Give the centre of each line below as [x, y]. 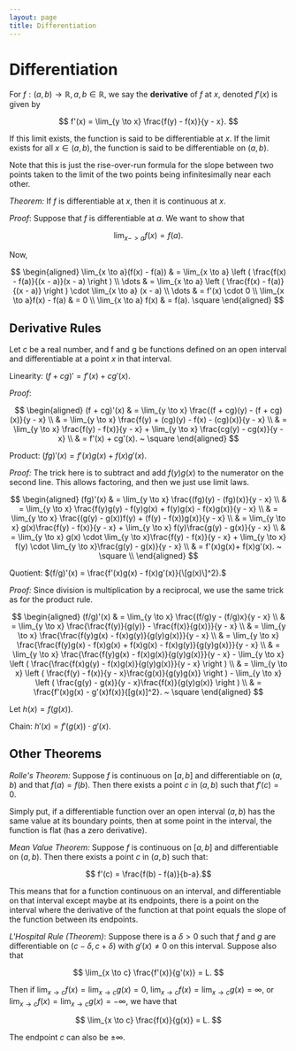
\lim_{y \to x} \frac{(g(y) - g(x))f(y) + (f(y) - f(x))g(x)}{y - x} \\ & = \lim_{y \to [148, 518]
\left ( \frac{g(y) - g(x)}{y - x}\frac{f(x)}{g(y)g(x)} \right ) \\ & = [148, 683]
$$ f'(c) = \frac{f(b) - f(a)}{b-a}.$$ [148, 874]
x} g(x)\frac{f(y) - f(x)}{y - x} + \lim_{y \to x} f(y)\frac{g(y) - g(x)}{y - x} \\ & [148, 528]
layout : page [33, 17]
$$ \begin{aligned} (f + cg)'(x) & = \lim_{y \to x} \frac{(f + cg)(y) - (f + [141, 410]
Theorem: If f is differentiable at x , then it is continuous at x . [118, 201]
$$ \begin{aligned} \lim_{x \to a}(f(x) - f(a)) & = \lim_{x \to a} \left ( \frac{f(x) [148, 272]
